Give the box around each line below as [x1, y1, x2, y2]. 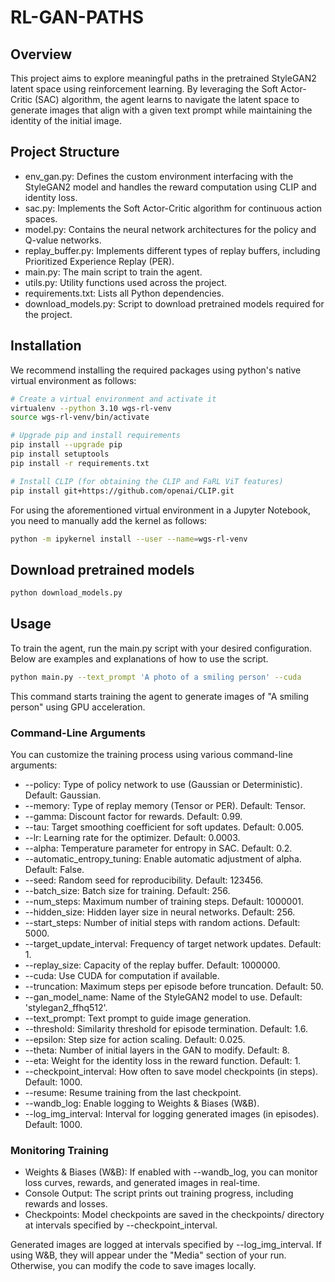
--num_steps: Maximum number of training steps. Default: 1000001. [24, 896, 304, 908]
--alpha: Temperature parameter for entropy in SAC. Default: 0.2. [24, 842, 293, 855]
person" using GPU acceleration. [10, 701, 146, 713]
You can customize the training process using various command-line [10, 749, 294, 761]
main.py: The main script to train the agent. [24, 266, 203, 278]
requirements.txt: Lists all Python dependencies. [24, 287, 225, 299]
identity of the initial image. [10, 115, 123, 126]
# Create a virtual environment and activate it [10, 394, 217, 404]
